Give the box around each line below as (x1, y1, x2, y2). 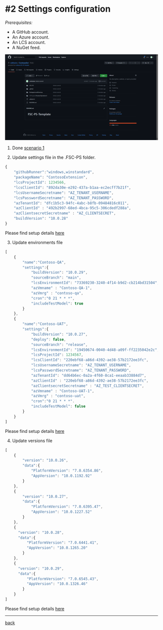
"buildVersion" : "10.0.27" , (31, 332, 88, 337)
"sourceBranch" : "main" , (31, 275, 81, 280)
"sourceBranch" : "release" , (31, 342, 88, 347)
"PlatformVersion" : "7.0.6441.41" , (26, 540, 98, 545)
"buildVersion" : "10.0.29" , (31, 270, 88, 275)
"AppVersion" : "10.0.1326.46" (26, 582, 88, 587)
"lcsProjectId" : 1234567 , (31, 352, 83, 357)
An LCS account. (12, 39, 46, 45)
